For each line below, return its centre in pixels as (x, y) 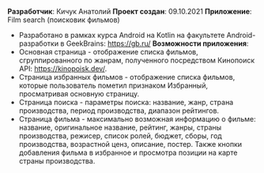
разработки (39, 43)
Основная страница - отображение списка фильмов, (108, 52)
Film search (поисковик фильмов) (64, 20)
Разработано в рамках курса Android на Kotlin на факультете (122, 35)
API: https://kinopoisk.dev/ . (63, 69)
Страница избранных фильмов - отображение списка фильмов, (127, 77)
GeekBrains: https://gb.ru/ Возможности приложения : (157, 43)
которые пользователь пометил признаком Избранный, (113, 85)
